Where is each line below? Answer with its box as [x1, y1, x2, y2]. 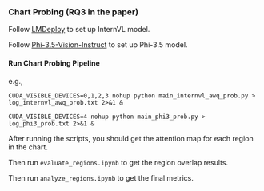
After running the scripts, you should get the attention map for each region [8, 133, 254, 143]
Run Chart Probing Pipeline [8, 58, 100, 68]
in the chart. [8, 142, 48, 152]
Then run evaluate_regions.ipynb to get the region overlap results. [8, 157, 229, 167]
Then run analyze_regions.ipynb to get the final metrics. [8, 173, 194, 182]
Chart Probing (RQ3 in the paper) [8, 6, 138, 18]
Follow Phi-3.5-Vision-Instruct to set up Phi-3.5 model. [8, 40, 188, 50]
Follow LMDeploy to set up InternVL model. [8, 25, 150, 34]
